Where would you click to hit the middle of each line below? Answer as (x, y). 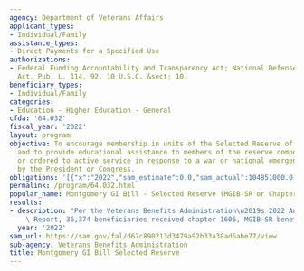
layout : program (40, 135)
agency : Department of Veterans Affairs (87, 18)
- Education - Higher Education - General (90, 110)
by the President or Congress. (76, 169)
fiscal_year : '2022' (48, 127)
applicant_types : (42, 26)
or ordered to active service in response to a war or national (141, 160)
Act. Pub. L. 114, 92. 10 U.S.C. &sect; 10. (103, 77)
